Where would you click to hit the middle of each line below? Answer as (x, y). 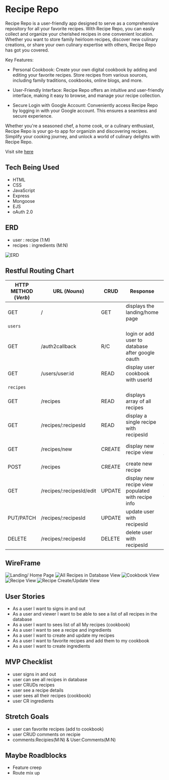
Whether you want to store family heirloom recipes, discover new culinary (82, 39)
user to (134, 340)
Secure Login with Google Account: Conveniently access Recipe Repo (85, 105)
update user (140, 512)
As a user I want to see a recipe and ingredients (62, 630)
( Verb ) (22, 298)
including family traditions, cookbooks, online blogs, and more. (77, 80)
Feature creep (27, 767)
